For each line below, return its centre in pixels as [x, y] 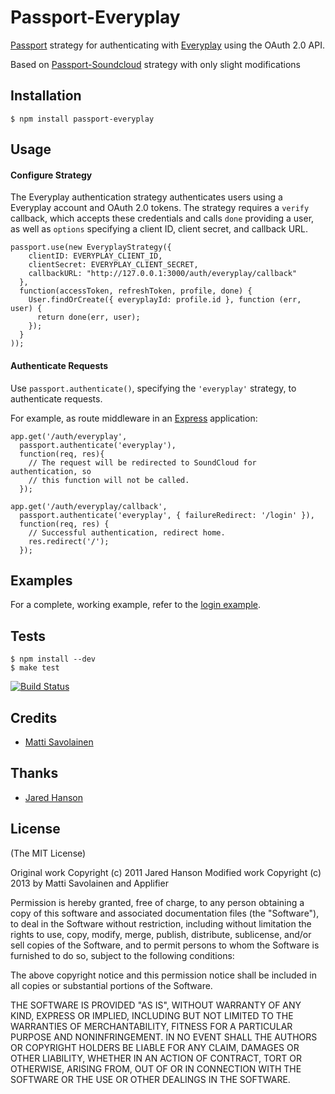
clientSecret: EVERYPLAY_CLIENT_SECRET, [113, 265]
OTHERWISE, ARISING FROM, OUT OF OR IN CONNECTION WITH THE [156, 1068]
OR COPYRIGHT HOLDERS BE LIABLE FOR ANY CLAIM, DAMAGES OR [155, 1047]
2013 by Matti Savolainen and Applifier [89, 883]
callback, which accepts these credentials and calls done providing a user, [162, 218]
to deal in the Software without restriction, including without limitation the [161, 923]
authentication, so [51, 471]
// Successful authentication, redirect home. [127, 532]
